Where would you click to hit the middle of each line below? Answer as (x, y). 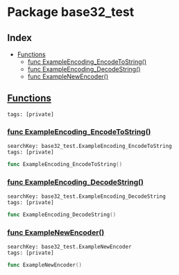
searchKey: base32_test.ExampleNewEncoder (69, 247)
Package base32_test (71, 12)
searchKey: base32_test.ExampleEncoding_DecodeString (87, 197)
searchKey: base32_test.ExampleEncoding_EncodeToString (89, 147)
